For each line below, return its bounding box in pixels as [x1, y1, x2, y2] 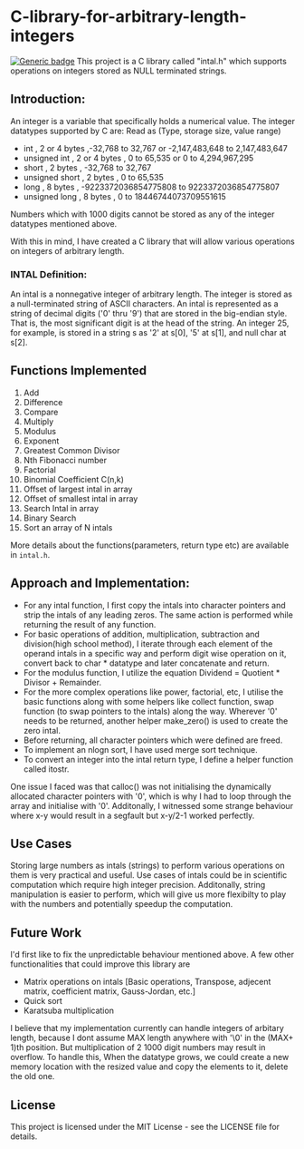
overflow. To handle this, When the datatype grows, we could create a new [10, 1052, 290, 1063]
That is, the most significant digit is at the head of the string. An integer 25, [10, 317, 290, 328]
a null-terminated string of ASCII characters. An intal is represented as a [10, 298, 279, 309]
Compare [23, 406, 59, 417]
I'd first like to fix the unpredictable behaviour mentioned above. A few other [10, 949, 295, 960]
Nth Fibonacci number [23, 454, 108, 465]
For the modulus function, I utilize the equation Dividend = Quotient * [23, 667, 280, 677]
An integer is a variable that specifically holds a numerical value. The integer [10, 115, 295, 126]
